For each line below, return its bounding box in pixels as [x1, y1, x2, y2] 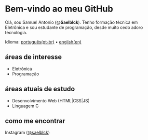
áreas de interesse [5, 53, 62, 61]
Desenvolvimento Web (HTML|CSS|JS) [12, 98, 90, 103]
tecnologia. [5, 29, 27, 35]
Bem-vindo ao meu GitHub [5, 3, 113, 14]
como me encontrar [5, 117, 66, 125]
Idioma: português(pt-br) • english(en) [5, 39, 82, 44]
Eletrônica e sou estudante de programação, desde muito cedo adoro [5, 24, 143, 30]
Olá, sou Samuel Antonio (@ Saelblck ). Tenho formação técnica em [5, 19, 138, 25]
